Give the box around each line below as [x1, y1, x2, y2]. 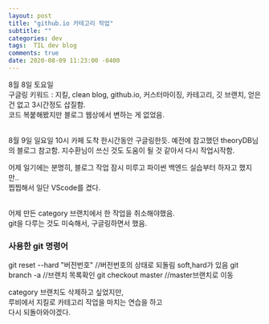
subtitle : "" [8, 27, 52, 35]
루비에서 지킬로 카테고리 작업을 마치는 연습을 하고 [8, 297, 163, 307]
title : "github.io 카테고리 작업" [8, 19, 114, 27]
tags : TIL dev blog [8, 42, 78, 50]
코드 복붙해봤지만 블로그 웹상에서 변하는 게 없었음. [8, 109, 165, 119]
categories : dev [8, 34, 63, 43]
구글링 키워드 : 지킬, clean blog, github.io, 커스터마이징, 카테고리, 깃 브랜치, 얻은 [8, 89, 261, 99]
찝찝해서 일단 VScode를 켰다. [8, 183, 101, 192]
